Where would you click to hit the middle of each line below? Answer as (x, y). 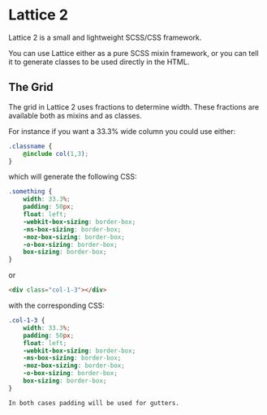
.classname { (30, 146)
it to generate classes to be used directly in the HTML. (99, 62)
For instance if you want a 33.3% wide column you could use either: (122, 131)
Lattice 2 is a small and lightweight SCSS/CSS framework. (105, 37)
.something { (30, 192)
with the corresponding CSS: (57, 305)
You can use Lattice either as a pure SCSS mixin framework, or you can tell (133, 53)
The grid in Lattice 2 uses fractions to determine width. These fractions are (134, 106)
